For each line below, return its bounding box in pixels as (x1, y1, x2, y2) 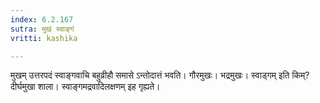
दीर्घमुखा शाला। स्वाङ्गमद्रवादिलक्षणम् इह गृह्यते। (10, 81, 161, 93)
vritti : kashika (10, 33, 78, 43)
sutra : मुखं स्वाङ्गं (10, 24, 75, 34)
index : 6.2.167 (10, 14, 74, 25)
